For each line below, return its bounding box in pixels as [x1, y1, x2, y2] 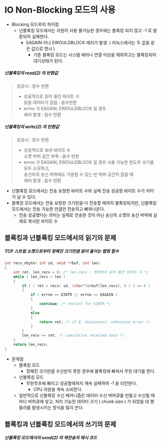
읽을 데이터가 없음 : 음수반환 [23, 99, 77, 105]
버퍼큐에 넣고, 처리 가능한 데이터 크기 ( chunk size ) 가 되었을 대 [28, 398, 149, 404]
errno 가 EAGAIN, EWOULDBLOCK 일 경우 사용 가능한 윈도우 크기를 [23, 159, 154, 165]
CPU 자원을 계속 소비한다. [33, 386, 83, 392]
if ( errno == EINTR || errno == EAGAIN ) [30, 292, 118, 297]
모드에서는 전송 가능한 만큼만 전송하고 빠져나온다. [11, 206, 105, 212]
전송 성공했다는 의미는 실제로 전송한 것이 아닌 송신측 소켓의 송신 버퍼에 [18, 212, 152, 218]
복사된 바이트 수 [28, 218, 58, 224]
